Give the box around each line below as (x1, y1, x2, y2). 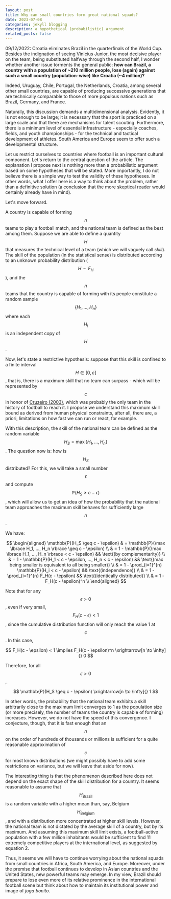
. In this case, (5, 637, 34, 643)
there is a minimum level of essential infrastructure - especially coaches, (5, 125, 158, 131)
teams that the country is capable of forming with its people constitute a (5, 290, 157, 297)
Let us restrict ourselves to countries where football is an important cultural (5, 151, 164, 157)
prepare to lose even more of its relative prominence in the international (5, 877, 156, 883)
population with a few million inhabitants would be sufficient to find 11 (5, 835, 151, 841)
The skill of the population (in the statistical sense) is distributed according (5, 252, 162, 258)
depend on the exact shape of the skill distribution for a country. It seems (5, 778, 159, 784)
